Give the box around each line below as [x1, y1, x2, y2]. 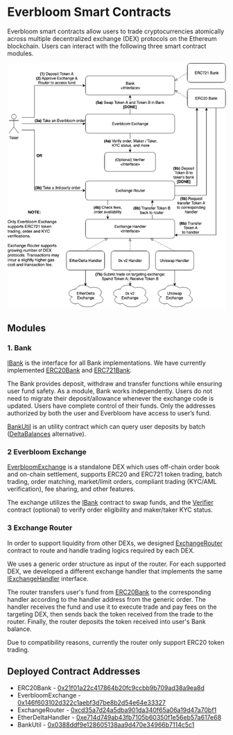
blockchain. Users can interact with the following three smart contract [7, 42, 207, 50]
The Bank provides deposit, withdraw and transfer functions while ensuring [7, 379, 223, 388]
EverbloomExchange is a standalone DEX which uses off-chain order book [7, 462, 220, 472]
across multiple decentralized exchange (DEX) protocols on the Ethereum [7, 34, 217, 42]
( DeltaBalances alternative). [7, 430, 87, 438]
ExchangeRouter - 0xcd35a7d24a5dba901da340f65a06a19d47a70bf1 [17, 706, 217, 714]
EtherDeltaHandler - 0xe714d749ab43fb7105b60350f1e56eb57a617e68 [17, 714, 222, 722]
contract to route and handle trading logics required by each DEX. [7, 546, 196, 555]
